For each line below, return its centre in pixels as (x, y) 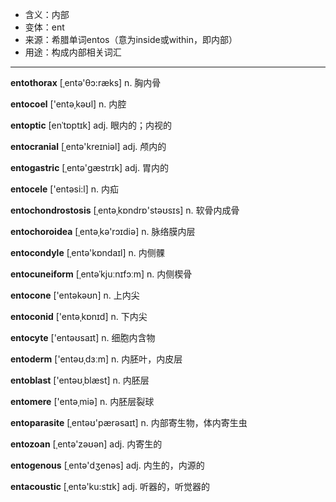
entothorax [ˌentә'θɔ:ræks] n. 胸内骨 (86, 82)
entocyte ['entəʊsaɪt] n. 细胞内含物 (83, 337)
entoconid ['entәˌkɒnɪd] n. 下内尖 (79, 316)
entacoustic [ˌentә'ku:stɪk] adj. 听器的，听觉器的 (110, 486)
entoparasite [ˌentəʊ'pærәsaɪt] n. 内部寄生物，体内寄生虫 (129, 422)
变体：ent (44, 27)
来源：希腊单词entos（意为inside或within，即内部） (131, 39)
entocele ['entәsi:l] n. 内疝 (65, 189)
